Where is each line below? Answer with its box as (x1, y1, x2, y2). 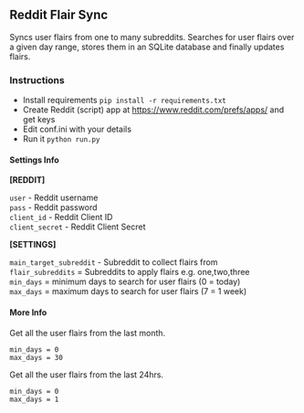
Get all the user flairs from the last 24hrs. (9, 369, 164, 380)
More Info (9, 306, 47, 318)
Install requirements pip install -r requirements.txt (22, 95, 226, 106)
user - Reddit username (9, 192, 99, 204)
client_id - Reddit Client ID (9, 212, 113, 223)
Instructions (9, 73, 66, 86)
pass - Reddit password (9, 202, 98, 213)
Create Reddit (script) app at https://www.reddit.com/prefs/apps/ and (22, 104, 285, 115)
